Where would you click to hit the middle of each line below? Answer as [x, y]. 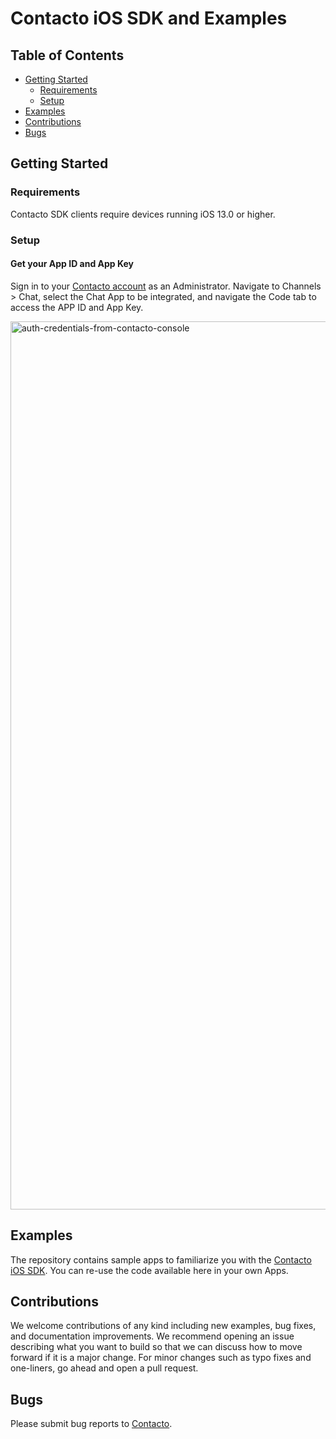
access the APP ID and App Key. [77, 307]
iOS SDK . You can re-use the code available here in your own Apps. [149, 1270]
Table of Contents [67, 55]
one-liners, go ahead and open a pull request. [104, 1368]
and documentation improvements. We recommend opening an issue [152, 1336]
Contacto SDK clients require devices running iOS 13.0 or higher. [143, 214]
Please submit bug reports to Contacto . [91, 1424]
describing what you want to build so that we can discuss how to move [156, 1347]
